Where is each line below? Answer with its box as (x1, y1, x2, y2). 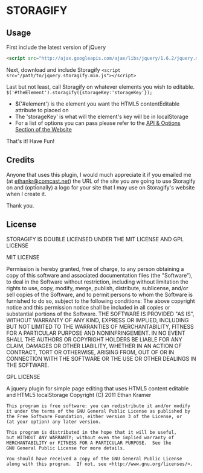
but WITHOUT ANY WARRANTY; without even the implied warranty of (6, 434, 174, 440)
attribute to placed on (14, 106, 69, 113)
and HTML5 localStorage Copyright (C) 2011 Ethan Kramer (6, 391, 152, 398)
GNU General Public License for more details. (6, 445, 126, 451)
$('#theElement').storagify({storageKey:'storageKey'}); (6, 89, 153, 95)
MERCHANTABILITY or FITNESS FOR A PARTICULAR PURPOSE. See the (6, 440, 172, 446)
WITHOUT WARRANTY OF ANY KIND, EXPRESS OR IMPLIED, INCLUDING (6, 316, 189, 323)
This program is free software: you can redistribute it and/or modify (6, 402, 190, 409)
